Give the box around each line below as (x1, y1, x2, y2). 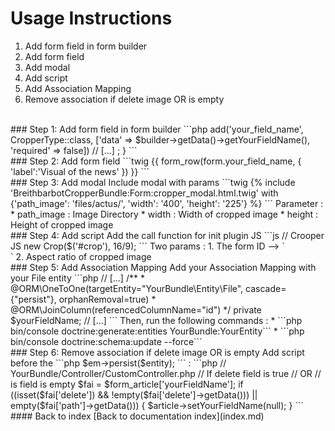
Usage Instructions (10, 7, 173, 30)
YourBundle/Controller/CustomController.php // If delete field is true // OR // (10, 367, 322, 379)
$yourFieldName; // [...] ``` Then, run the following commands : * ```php (10, 314, 303, 326)
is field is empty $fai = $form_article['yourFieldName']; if (10, 378, 244, 390)
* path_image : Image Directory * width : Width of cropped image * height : (10, 208, 319, 220)
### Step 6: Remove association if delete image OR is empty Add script (10, 346, 305, 358)
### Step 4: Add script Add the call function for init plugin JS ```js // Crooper (10, 229, 325, 241)
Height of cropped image (10, 218, 114, 231)
